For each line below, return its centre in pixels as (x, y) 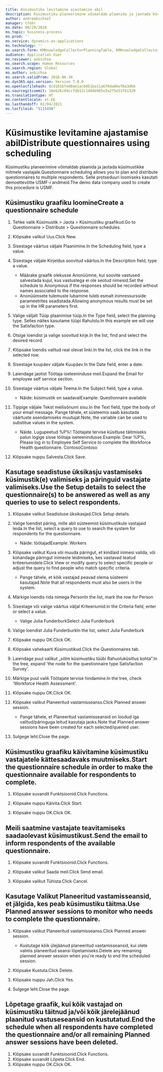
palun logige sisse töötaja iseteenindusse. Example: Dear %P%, (82, 437)
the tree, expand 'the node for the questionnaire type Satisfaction (78, 664)
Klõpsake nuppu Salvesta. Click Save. (49, 457)
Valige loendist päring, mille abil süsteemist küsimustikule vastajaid (79, 523)
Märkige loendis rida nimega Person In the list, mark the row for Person (83, 597)
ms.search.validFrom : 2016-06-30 (39, 77)
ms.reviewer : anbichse (28, 59)
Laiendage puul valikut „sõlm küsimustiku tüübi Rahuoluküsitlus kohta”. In (85, 659)
